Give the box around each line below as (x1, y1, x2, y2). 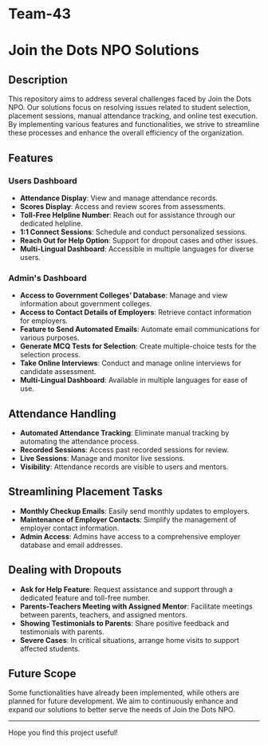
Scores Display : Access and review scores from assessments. (19, 201, 226, 211)
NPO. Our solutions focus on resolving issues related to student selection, (8, 103, 250, 112)
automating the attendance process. (19, 436, 140, 446)
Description (8, 73, 68, 86)
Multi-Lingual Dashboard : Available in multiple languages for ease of (19, 376, 248, 385)
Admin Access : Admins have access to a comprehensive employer (19, 531, 241, 541)
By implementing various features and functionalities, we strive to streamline (8, 120, 260, 129)
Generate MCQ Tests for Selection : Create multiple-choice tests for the (19, 341, 257, 351)
